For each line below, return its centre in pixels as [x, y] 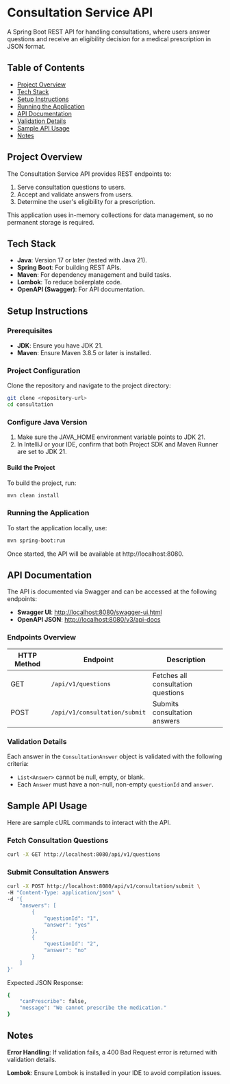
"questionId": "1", [71, 918]
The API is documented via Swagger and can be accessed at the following [112, 591]
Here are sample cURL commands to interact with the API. [89, 822]
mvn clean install [33, 495]
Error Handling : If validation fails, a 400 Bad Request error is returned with [112, 1052]
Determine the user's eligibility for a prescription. [86, 201]
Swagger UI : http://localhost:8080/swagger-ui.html [89, 612]
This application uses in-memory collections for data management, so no [110, 215]
